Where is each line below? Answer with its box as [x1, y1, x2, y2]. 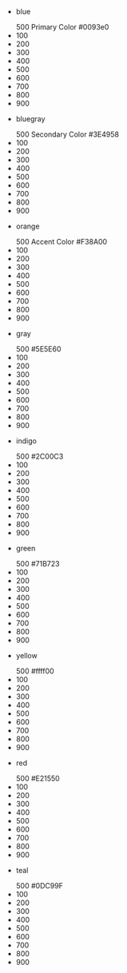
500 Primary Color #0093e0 [15, 22, 109, 31]
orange [15, 221, 40, 231]
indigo [15, 436, 38, 446]
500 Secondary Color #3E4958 [15, 129, 120, 139]
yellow [15, 651, 38, 660]
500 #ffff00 [15, 666, 54, 676]
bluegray [15, 114, 46, 123]
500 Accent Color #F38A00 [15, 237, 108, 246]
